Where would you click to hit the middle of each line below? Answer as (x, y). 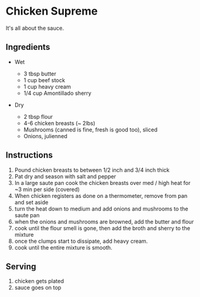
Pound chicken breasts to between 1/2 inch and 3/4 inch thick (92, 170)
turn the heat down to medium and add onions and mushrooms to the (101, 209)
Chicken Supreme (52, 11)
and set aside (31, 202)
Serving (21, 266)
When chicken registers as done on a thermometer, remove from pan (101, 195)
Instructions (29, 155)
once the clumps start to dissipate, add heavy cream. (81, 241)
